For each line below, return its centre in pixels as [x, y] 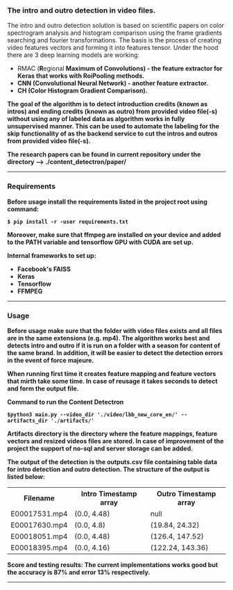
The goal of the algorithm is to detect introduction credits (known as [107, 104]
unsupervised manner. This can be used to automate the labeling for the [113, 126]
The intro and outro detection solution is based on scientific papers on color [115, 26]
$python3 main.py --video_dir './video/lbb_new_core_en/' [93, 415]
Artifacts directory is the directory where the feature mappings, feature [112, 434]
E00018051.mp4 [39, 536]
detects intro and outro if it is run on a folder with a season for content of [114, 345]
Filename [40, 498]
